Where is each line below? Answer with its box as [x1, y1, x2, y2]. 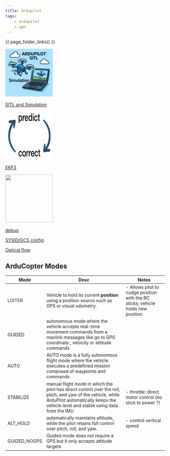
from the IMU [46, 408, 74, 414]
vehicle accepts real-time [46, 323, 100, 330]
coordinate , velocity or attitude [46, 340, 111, 346]
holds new [125, 305, 148, 312]
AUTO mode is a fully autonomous [46, 352, 118, 358]
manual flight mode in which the [46, 381, 113, 387]
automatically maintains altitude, [46, 414, 114, 421]
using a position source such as [46, 298, 112, 304]
